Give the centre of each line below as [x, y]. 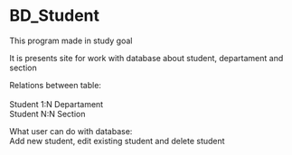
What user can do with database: [71, 131]
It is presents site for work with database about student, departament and [146, 58]
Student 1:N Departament [57, 104]
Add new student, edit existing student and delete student [117, 141]
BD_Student [55, 16]
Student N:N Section [47, 114]
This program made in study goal [71, 41]
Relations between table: [56, 85]
